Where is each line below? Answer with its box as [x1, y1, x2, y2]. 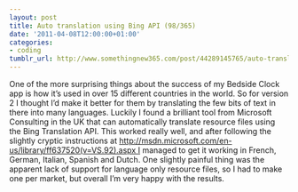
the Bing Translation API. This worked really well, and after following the [9, 126, 272, 136]
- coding [9, 46, 42, 55]
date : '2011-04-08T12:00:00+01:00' [9, 29, 141, 38]
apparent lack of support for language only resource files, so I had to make [9, 164, 283, 174]
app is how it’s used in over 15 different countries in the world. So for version [9, 88, 289, 99]
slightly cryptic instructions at [9, 135, 118, 146]
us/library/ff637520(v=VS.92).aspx [9, 145, 137, 156]
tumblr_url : [9, 54, 53, 63]
